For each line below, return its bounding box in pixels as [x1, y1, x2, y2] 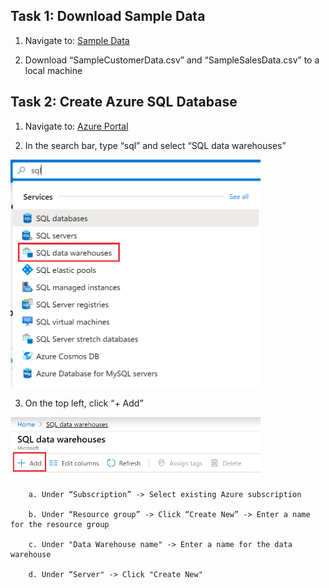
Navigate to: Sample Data [24, 34, 130, 46]
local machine [24, 64, 83, 76]
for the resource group [10, 520, 110, 530]
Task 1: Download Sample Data [10, 8, 206, 25]
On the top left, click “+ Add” [24, 397, 144, 409]
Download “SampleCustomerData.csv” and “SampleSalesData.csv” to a [24, 54, 320, 66]
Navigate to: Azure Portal [24, 120, 129, 132]
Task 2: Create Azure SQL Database [10, 94, 238, 111]
